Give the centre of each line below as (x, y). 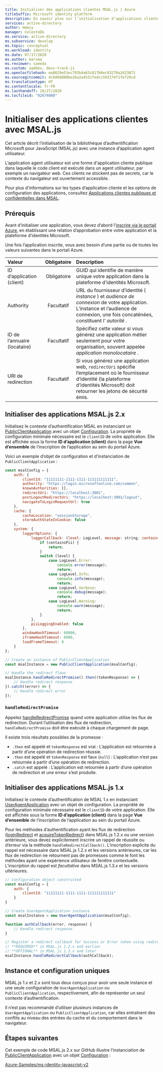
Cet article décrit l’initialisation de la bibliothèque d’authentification (72, 143)
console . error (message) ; (82, 565)
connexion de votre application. (112, 303)
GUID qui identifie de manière (109, 270)
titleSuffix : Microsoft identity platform (49, 14)
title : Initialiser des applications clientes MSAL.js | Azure (70, 9)
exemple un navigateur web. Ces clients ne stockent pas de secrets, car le (79, 173)
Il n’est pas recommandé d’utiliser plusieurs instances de (62, 1007)
